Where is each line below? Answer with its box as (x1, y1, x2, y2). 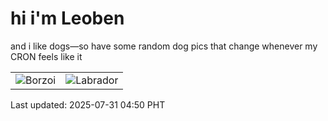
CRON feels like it (10, 50, 83, 62)
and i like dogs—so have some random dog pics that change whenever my (10, 40, 318, 52)
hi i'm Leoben (10, 7, 125, 30)
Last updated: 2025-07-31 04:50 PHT (10, 98, 166, 111)
